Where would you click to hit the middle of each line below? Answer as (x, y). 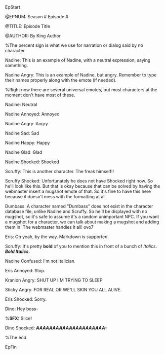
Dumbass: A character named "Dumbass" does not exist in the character (79, 206)
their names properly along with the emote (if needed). (61, 80)
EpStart (13, 7)
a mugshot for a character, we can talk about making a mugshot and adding (82, 222)
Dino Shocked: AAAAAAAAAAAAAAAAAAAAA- (56, 328)
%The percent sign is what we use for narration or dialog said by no (74, 45)
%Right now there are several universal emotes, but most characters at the (81, 90)
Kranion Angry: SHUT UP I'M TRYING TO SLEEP (54, 280)
